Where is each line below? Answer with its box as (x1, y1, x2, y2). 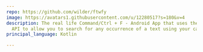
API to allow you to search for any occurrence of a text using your (11, 25, 190, 32)
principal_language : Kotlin (6, 31, 77, 37)
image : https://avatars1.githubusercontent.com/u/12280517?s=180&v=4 (6, 15, 185, 21)
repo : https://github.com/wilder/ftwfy (6, 8, 107, 15)
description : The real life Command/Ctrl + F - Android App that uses (6, 20, 188, 26)
